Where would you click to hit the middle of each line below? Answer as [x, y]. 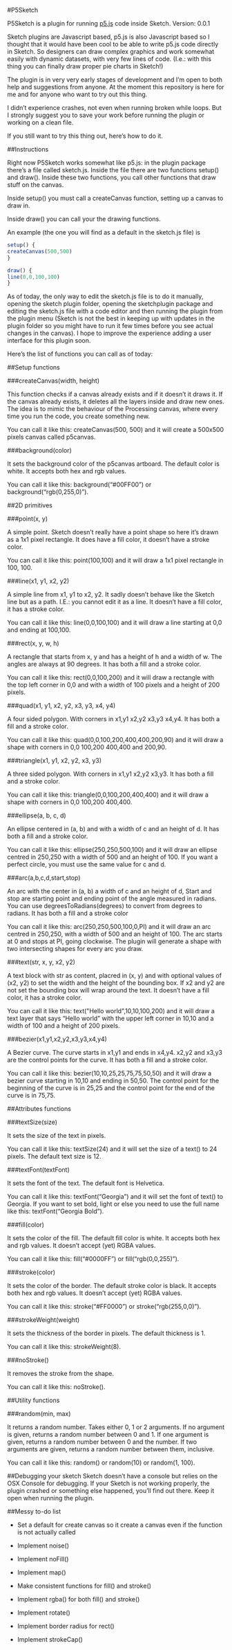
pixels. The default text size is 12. [54, 1157]
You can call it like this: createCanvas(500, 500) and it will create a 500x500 [116, 430]
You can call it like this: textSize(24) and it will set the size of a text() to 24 [112, 1149]
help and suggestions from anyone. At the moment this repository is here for [116, 87]
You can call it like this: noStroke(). [56, 1387]
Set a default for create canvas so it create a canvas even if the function [120, 1525]
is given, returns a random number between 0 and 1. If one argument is [108, 1435]
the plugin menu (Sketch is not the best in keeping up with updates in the [111, 318]
